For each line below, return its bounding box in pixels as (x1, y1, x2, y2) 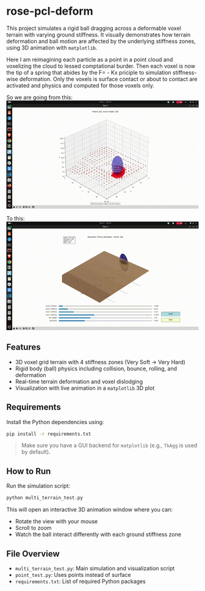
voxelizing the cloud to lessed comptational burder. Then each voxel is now (6, 62, 195, 70)
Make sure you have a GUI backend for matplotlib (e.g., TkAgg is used (21, 442, 198, 449)
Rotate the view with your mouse (15, 518, 98, 525)
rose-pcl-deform (6, 4, 93, 18)
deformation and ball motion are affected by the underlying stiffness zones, (6, 37, 196, 45)
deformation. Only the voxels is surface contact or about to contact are (19, 75, 198, 83)
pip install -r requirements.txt (6, 431, 92, 437)
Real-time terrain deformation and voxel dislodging (15, 378, 143, 385)
